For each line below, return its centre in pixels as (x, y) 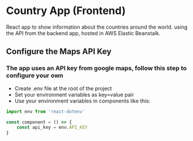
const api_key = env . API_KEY (52, 128)
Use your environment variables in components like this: (82, 101)
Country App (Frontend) (66, 11)
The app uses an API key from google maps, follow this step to (97, 68)
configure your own (35, 75)
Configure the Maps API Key (59, 52)
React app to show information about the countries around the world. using (97, 27)
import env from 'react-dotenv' (45, 111)
